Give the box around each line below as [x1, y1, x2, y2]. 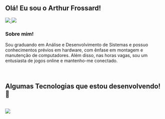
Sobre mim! [5, 30, 34, 37]
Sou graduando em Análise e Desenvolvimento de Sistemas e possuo [5, 42, 148, 48]
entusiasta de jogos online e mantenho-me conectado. [5, 57, 118, 64]
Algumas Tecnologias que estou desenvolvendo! [5, 82, 161, 90]
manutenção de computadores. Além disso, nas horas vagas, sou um [5, 52, 148, 58]
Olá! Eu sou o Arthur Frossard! [5, 4, 101, 12]
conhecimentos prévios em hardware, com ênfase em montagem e [5, 47, 143, 53]
